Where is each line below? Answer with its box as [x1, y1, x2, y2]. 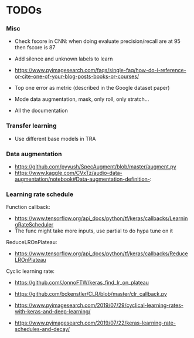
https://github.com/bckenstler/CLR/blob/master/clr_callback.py [14, 290, 167, 298]
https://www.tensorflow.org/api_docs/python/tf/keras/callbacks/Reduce [14, 250, 189, 257]
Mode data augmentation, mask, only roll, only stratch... [14, 96, 149, 103]
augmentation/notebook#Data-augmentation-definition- [14, 175, 151, 182]
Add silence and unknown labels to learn [14, 55, 113, 62]
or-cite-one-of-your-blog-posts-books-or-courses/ [14, 73, 139, 80]
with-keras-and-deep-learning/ [14, 308, 91, 315]
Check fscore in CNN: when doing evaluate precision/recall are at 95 [14, 38, 181, 45]
